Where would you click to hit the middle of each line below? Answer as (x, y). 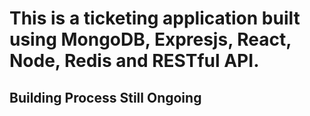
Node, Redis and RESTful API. (134, 61)
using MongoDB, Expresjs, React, (150, 39)
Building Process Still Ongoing (105, 97)
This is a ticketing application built (155, 18)
